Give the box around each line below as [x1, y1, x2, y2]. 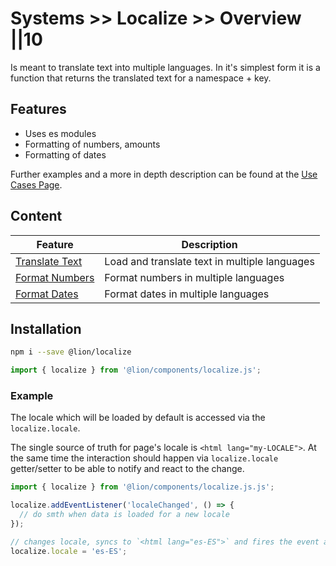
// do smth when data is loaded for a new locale [19, 510, 230, 520]
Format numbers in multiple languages [104, 270, 285, 284]
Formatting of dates [24, 148, 107, 161]
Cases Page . [10, 178, 63, 191]
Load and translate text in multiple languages [104, 254, 315, 268]
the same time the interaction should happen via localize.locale [10, 452, 279, 464]
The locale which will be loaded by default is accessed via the [10, 412, 266, 424]
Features [10, 101, 67, 118]
